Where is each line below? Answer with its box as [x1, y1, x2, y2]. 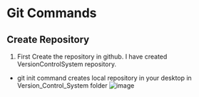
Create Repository [6, 34, 90, 46]
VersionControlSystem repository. [16, 60, 117, 68]
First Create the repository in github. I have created [16, 52, 168, 61]
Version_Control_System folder [16, 81, 108, 90]
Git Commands [6, 5, 97, 21]
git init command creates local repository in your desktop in [16, 73, 192, 82]
